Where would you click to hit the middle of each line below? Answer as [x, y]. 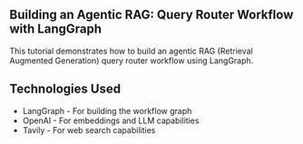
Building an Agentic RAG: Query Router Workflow [151, 15]
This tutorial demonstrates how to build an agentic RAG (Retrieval [131, 51]
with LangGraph [56, 29]
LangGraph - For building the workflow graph [107, 110]
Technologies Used [65, 89]
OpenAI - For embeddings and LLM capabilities [111, 120]
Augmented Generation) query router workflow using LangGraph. [132, 60]
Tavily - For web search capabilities [89, 130]
